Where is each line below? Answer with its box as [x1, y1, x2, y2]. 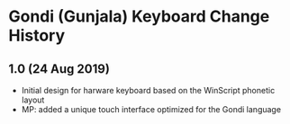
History [8, 25, 66, 46]
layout [21, 94, 45, 105]
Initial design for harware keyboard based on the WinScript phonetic [21, 85, 276, 95]
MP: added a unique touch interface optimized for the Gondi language [21, 104, 281, 114]
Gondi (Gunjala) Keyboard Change [8, 6, 270, 27]
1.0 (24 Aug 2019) [8, 61, 110, 76]
